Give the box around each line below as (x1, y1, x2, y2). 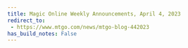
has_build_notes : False (7, 30, 77, 37)
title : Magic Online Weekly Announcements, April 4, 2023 (7, 10, 181, 18)
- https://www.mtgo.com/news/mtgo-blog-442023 (10, 23, 150, 30)
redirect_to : (7, 17, 46, 24)
